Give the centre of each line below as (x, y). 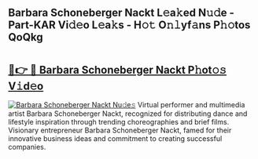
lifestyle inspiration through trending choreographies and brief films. (119, 122)
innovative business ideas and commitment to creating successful (115, 139)
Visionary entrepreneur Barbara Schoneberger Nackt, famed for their (120, 130)
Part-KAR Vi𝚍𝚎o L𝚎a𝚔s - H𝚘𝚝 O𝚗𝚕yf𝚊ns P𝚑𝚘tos (129, 25)
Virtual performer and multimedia (191, 105)
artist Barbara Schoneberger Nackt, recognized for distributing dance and (128, 114)
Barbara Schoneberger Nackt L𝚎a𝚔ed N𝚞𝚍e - (121, 13)
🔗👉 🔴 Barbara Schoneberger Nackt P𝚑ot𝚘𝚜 (117, 70)
